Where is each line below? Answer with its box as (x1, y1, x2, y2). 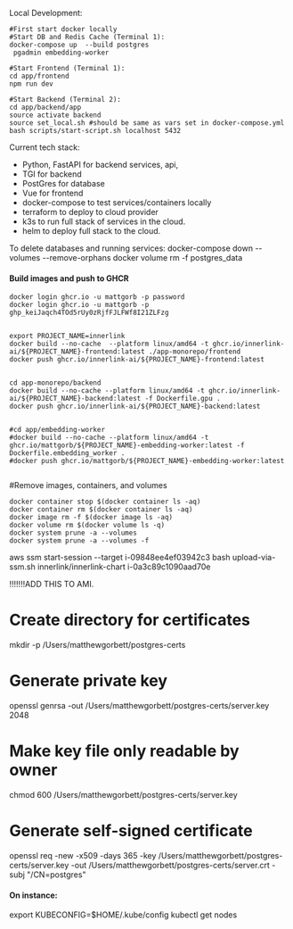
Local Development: (9, 8, 83, 18)
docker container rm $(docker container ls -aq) (9, 505, 193, 514)
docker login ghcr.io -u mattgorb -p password (9, 293, 185, 302)
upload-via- (232, 552, 276, 563)
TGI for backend (21, 169, 82, 179)
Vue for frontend (21, 187, 84, 198)
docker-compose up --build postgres (9, 40, 150, 49)
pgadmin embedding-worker (12, 48, 110, 57)
